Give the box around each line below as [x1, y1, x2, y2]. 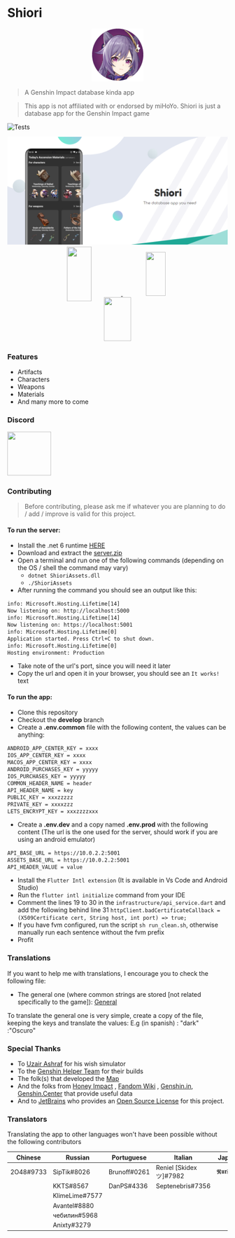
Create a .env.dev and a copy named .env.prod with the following [17, 820, 208, 829]
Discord [7, 415, 35, 425]
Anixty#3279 [52, 1221, 92, 1230]
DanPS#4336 [108, 1182, 148, 1190]
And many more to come [17, 397, 89, 406]
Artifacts [17, 368, 43, 376]
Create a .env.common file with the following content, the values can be [17, 723, 227, 732]
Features [7, 352, 38, 362]
